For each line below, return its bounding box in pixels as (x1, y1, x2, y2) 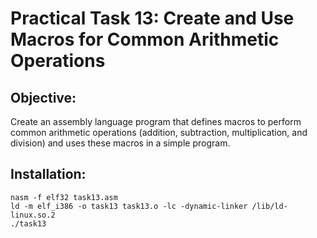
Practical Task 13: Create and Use (10, 7, 295, 30)
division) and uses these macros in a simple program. (10, 137, 231, 149)
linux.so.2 (10, 210, 56, 220)
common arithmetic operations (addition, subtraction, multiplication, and (10, 127, 308, 138)
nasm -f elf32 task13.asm (10, 192, 118, 202)
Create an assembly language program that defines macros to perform (10, 116, 302, 127)
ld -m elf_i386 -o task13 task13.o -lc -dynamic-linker (10, 201, 248, 211)
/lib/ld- (251, 201, 288, 211)
